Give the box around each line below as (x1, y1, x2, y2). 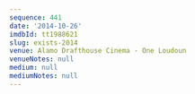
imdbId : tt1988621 (9, 30, 78, 38)
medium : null (9, 64, 58, 73)
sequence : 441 (9, 13, 63, 22)
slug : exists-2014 (9, 38, 78, 47)
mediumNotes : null (9, 72, 78, 81)
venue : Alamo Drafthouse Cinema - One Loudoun (9, 47, 187, 56)
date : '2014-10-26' (9, 21, 83, 30)
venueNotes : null (9, 55, 75, 64)
